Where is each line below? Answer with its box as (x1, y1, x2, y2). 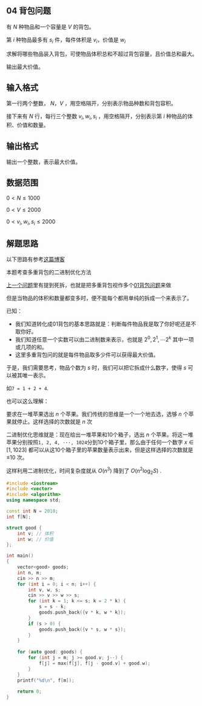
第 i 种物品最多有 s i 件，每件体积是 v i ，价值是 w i (6, 36, 126, 44)
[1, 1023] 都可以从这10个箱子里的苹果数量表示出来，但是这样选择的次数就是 (6, 446, 194, 453)
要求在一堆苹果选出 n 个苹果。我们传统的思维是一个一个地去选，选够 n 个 (6, 410, 189, 418)
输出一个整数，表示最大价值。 (6, 158, 81, 166)
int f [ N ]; (6, 514, 32, 520)
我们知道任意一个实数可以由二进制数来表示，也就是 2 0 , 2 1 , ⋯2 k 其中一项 (15, 335, 194, 343)
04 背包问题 (6, 5, 52, 16)
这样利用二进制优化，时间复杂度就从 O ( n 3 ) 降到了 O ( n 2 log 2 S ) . (6, 466, 162, 476)
